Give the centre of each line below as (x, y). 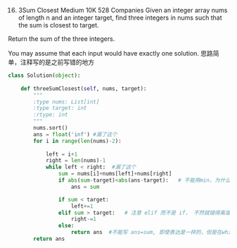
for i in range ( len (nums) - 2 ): (77, 141)
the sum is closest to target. (58, 25)
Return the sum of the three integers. (62, 39)
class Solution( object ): (44, 75)
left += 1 (82, 206)
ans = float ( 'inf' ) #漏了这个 (76, 134)
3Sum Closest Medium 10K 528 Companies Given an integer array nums (123, 10)
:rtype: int (51, 115)
